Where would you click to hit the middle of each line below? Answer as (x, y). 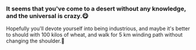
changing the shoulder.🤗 (36, 41)
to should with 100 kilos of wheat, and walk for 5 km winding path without (94, 35)
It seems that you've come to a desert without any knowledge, (96, 9)
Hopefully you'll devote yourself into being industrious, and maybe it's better (98, 28)
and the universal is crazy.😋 (47, 16)
